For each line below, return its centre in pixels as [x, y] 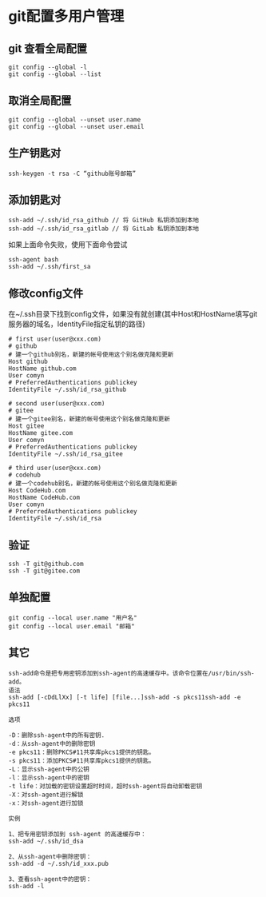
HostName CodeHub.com [44, 498]
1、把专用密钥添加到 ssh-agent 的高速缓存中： [77, 834]
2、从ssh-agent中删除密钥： [50, 856]
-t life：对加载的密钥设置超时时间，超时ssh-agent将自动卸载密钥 [105, 786]
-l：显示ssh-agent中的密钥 [49, 777]
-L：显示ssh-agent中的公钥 [49, 769]
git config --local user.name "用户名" [73, 618]
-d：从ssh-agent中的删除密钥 [52, 744]
